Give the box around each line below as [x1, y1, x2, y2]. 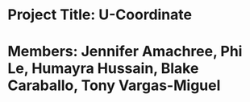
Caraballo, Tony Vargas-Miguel [7, 76, 221, 95]
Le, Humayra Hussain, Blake [7, 59, 199, 78]
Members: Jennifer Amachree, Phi [7, 43, 243, 61]
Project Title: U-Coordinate [7, 6, 193, 24]
